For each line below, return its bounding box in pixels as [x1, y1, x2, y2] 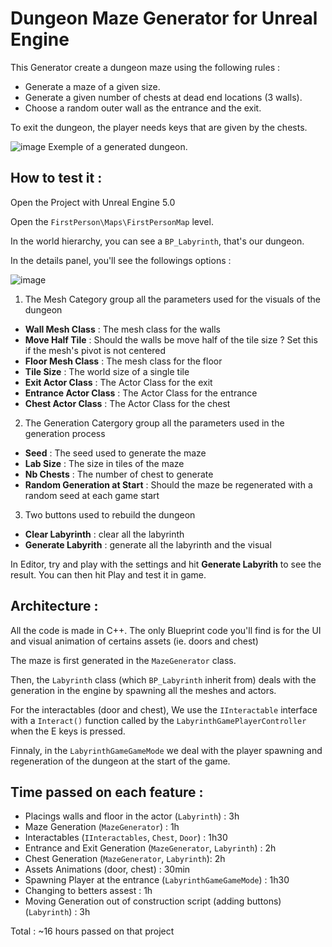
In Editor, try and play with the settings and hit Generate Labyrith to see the [10, 558, 322, 570]
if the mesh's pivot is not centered [24, 344, 167, 356]
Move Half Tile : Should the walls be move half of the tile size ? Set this [24, 333, 318, 346]
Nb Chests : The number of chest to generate [24, 468, 214, 480]
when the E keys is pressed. [10, 725, 126, 737]
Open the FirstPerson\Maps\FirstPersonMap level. [10, 215, 214, 227]
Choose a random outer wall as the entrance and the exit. [24, 102, 262, 114]
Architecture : [10, 598, 99, 615]
